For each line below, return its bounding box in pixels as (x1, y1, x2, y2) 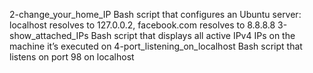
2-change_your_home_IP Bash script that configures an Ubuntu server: (9, 9, 302, 20)
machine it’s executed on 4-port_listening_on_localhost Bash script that (9, 40, 303, 52)
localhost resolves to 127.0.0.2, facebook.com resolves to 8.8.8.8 (9, 19, 276, 31)
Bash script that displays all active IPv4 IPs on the (90, 30, 296, 41)
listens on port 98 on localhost (9, 51, 135, 63)
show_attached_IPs (9, 30, 89, 41)
